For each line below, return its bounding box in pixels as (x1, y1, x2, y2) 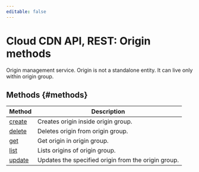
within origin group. (6, 72, 54, 80)
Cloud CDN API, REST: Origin (6, 34, 151, 47)
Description (91, 107, 125, 116)
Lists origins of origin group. (37, 146, 116, 155)
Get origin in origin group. (37, 137, 109, 145)
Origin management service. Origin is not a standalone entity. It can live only (6, 66, 193, 74)
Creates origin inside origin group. (37, 117, 132, 126)
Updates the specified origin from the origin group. (37, 156, 179, 164)
